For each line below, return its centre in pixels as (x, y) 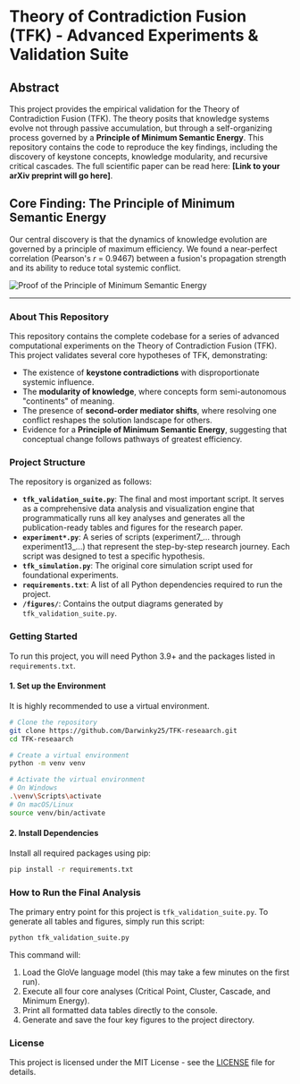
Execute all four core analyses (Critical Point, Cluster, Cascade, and (146, 991)
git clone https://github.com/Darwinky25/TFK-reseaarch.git (124, 730)
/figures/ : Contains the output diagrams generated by (122, 604)
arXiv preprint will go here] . (61, 175)
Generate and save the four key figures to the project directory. (138, 1020)
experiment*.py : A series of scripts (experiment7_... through (131, 537)
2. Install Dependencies (54, 833)
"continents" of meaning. (68, 401)
